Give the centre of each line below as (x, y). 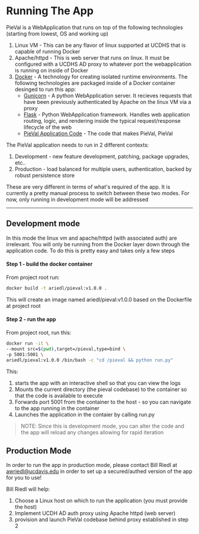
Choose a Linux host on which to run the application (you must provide (101, 501)
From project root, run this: (39, 333)
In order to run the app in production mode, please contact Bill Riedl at (92, 465)
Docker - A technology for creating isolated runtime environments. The (101, 77)
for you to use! (24, 478)
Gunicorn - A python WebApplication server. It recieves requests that (108, 96)
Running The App (50, 11)
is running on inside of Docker (52, 70)
